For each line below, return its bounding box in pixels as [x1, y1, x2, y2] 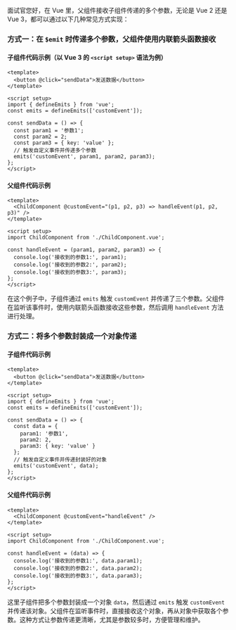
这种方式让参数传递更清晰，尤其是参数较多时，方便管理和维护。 [19, 615, 204, 624]
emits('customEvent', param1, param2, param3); [13, 153, 156, 160]
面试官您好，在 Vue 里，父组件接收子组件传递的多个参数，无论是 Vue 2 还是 [7, 6, 228, 14]
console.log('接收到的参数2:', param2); [13, 261, 127, 269]
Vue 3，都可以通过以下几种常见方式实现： [7, 15, 129, 23]
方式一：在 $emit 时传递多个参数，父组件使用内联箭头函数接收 [7, 34, 216, 44]
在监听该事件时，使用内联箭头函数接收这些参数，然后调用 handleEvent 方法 [7, 303, 224, 312]
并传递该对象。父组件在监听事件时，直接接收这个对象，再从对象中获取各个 [7, 606, 223, 615]
